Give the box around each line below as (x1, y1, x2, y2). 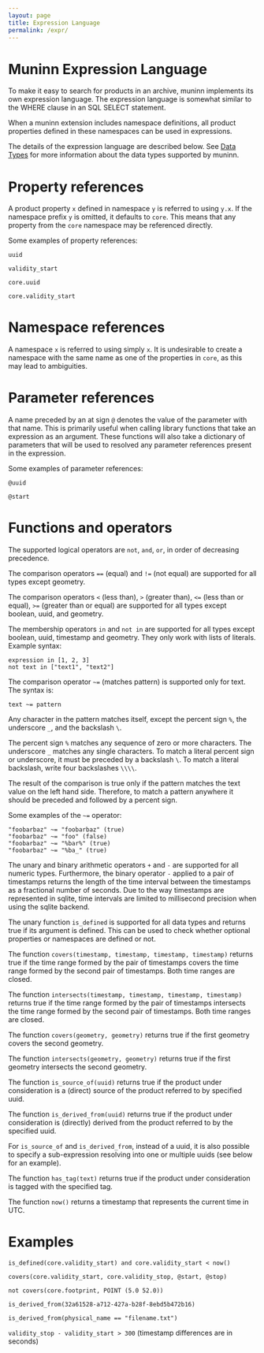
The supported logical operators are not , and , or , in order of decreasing (8, 545, 240, 555)
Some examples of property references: (8, 236, 138, 245)
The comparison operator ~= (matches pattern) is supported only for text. (8, 677, 246, 686)
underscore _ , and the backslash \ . (8, 723, 122, 733)
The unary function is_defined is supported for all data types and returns (8, 917, 246, 927)
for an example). (8, 1158, 61, 1168)
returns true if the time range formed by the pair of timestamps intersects (8, 998, 246, 1008)
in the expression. (8, 448, 66, 458)
